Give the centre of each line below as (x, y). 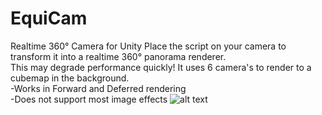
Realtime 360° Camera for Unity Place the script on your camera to (148, 46)
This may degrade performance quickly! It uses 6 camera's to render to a (161, 67)
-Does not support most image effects (89, 99)
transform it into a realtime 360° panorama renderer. (118, 56)
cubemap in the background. (70, 78)
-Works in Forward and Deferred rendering (98, 88)
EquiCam (49, 18)
